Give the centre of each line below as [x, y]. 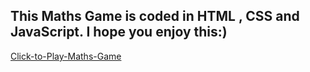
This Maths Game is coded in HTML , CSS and [155, 16]
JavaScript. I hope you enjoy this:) [119, 32]
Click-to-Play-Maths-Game [66, 56]
